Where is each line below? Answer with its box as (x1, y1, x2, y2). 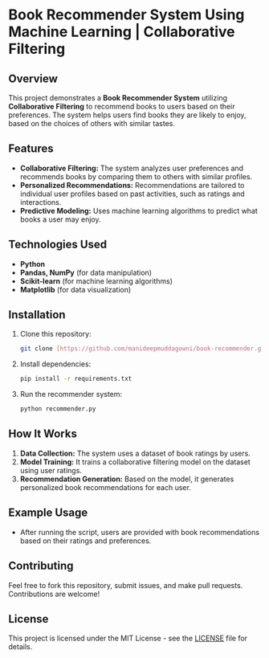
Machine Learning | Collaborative (8, 22, 235, 41)
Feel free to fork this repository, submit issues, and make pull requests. (8, 580, 243, 590)
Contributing (8, 559, 74, 573)
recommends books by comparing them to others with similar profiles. (19, 171, 253, 182)
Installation (8, 308, 66, 322)
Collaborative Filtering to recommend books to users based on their (8, 102, 235, 111)
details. (8, 642, 33, 652)
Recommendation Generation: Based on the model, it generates (19, 474, 234, 484)
